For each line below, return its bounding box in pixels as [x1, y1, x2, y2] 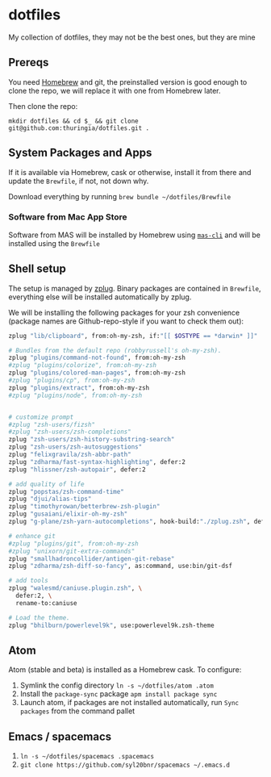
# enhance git [8, 532, 56, 540]
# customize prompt [8, 413, 74, 421]
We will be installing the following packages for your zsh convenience [8, 307, 240, 317]
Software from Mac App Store [8, 211, 127, 223]
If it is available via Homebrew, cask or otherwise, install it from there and [8, 167, 252, 177]
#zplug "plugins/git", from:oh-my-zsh [8, 539, 139, 548]
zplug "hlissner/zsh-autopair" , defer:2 [8, 466, 147, 474]
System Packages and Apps [8, 146, 152, 160]
